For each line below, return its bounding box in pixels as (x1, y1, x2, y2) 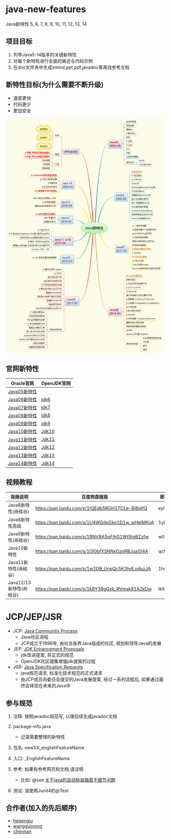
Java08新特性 (8, 412, 37, 418)
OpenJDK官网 (41, 380, 71, 386)
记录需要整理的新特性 (20, 734, 65, 740)
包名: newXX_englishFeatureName (13, 744, 85, 750)
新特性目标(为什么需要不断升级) (6, 80, 104, 89)
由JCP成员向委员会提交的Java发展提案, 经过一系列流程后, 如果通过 (20, 677, 159, 683)
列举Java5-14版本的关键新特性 (13, 52, 77, 58)
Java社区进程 (20, 634, 48, 640)
